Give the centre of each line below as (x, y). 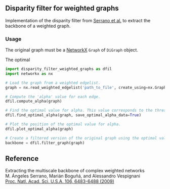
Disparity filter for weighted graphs (62, 8)
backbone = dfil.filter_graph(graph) (45, 143)
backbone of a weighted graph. (38, 26)
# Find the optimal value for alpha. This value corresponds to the (79, 111)
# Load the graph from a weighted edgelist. (53, 83)
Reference (22, 158)
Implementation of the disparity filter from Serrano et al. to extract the (78, 20)
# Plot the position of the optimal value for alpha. (63, 124)
